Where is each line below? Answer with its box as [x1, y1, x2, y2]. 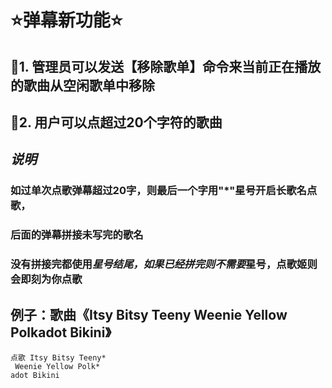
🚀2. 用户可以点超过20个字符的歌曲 [10, 114, 223, 131]
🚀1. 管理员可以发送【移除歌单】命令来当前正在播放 [10, 58, 322, 75]
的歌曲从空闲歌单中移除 [10, 77, 155, 94]
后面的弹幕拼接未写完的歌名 [10, 228, 144, 242]
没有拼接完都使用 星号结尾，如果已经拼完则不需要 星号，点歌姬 [10, 257, 308, 271]
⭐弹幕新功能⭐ [10, 9, 123, 32]
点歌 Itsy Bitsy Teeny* [10, 352, 107, 363]
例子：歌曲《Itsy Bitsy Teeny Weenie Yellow [10, 306, 288, 323]
